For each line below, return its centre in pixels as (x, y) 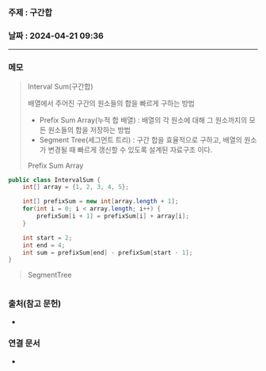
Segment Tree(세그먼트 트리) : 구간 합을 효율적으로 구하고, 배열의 (141, 139)
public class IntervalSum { (55, 180)
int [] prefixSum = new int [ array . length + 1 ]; (101, 202)
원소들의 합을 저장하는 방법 (89, 130)
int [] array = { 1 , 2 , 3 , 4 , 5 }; (76, 187)
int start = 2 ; (47, 238)
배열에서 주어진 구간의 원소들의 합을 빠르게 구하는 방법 (111, 103)
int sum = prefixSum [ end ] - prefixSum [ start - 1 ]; (108, 252)
